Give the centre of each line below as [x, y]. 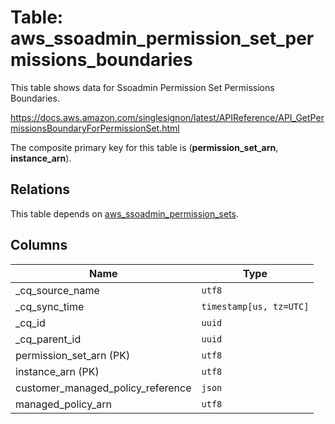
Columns [39, 245]
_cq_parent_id [48, 339]
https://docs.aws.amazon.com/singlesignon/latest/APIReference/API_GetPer [167, 117]
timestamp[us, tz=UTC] [255, 306]
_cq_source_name [57, 290]
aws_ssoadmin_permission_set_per [162, 38]
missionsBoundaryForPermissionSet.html [95, 128]
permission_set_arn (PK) [73, 355]
